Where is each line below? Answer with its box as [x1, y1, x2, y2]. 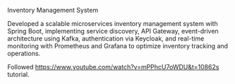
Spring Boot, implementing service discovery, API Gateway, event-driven [7, 27, 219, 35]
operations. [7, 49, 41, 57]
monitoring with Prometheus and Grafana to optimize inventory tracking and [7, 42, 228, 50]
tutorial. [7, 70, 30, 78]
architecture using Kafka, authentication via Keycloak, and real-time [7, 34, 205, 43]
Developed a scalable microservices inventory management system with [7, 20, 219, 27]
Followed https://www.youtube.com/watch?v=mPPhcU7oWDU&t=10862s [7, 63, 219, 71]
